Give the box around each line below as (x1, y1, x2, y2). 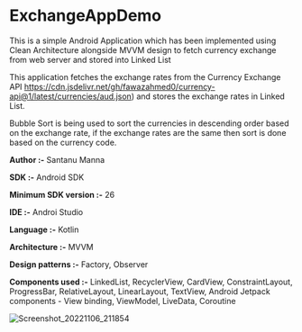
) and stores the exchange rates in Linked (131, 91, 286, 102)
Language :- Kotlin (9, 224, 79, 235)
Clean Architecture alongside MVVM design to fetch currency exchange (9, 44, 277, 55)
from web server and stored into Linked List (9, 54, 171, 65)
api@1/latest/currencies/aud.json (9, 91, 133, 102)
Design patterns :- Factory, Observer (9, 258, 149, 270)
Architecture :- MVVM (9, 241, 94, 252)
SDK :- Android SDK (9, 172, 85, 183)
